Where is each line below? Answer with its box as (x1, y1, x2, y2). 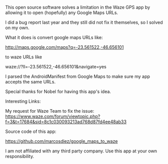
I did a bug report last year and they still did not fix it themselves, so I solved (5, 20, 163, 25)
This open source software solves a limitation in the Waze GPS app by (5, 5, 150, 10)
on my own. (5, 25, 30, 31)
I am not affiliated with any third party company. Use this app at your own (5, 148, 157, 154)
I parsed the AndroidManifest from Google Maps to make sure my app (5, 73, 150, 79)
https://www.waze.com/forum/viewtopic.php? (5, 113, 101, 119)
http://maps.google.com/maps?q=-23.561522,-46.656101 (5, 44, 124, 50)
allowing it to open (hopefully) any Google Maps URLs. (5, 10, 118, 16)
